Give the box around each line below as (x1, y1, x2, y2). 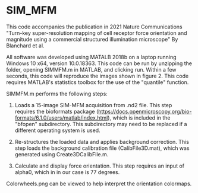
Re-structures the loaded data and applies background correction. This (14, 138, 189, 145)
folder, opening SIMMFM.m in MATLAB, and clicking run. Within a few (6, 66, 177, 73)
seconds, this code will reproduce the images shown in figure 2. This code (6, 72, 189, 79)
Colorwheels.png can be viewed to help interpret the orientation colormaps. (6, 180, 192, 187)
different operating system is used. (14, 127, 100, 134)
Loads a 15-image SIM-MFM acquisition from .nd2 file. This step (14, 101, 172, 108)
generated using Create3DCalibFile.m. (14, 150, 109, 157)
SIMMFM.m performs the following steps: (6, 90, 108, 97)
